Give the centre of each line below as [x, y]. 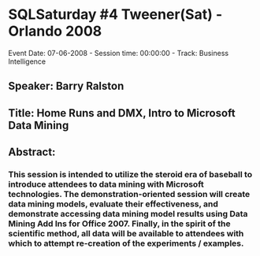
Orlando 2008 [55, 31]
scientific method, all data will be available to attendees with [126, 234]
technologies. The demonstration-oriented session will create [129, 195]
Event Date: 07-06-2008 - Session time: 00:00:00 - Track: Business [119, 53]
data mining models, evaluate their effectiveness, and [113, 204]
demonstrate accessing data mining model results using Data [128, 214]
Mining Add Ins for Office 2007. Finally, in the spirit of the [119, 224]
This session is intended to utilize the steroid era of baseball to [130, 175]
